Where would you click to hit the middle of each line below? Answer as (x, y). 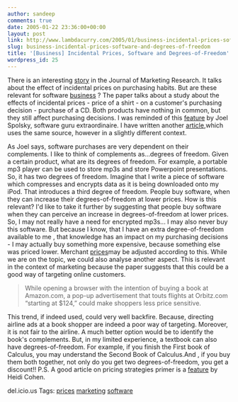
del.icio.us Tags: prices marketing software (70, 391)
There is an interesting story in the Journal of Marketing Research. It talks (114, 80)
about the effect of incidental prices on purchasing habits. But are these (112, 87)
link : (15, 40)
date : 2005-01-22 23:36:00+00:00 (57, 27)
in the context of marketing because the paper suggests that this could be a (118, 267)
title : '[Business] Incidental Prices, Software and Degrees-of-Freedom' (119, 54)
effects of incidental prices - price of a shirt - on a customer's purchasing (115, 103)
